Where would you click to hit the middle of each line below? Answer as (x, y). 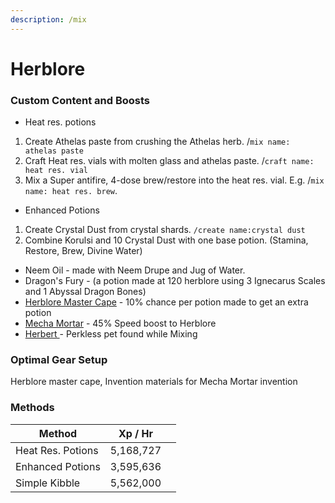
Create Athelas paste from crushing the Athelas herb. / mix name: (157, 142)
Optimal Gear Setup (59, 360)
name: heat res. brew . (71, 191)
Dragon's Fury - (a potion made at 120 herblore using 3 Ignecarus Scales (175, 281)
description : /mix (48, 19)
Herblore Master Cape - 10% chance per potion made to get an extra (166, 302)
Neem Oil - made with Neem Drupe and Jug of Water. (135, 270)
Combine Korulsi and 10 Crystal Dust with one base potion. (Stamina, (166, 240)
